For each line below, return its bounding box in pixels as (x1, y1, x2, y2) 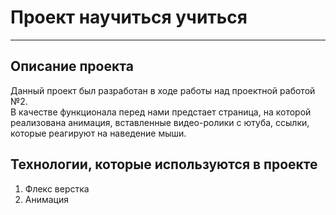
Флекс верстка (24, 182, 90, 195)
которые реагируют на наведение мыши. (10, 127, 187, 139)
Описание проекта (10, 58, 134, 75)
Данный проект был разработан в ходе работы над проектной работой (10, 84, 316, 96)
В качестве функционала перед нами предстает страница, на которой (10, 106, 312, 118)
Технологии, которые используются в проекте (10, 156, 318, 173)
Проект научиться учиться (10, 6, 248, 29)
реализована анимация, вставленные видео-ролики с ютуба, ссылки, (10, 116, 310, 128)
